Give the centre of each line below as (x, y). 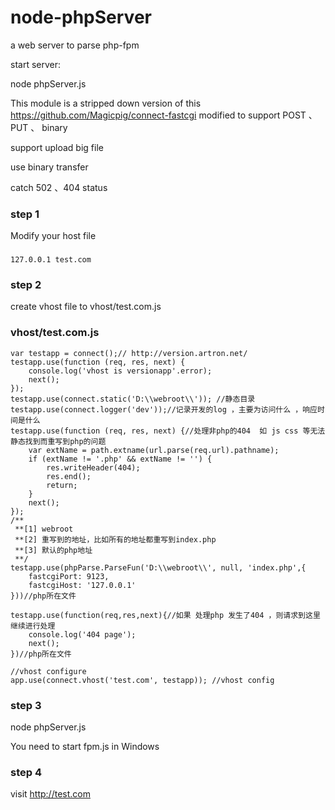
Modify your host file (53, 236)
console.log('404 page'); (82, 634)
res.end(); (69, 476)
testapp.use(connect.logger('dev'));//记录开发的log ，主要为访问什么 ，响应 (164, 409)
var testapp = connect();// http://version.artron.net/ (129, 353)
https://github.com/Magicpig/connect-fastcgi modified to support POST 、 (164, 115)
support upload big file (57, 147)
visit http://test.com (50, 794)
